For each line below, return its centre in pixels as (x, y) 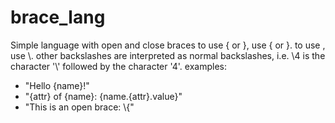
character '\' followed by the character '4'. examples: (119, 66)
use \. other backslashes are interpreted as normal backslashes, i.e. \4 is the (168, 55)
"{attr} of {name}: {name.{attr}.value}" (103, 96)
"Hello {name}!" (57, 85)
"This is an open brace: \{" (79, 107)
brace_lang (58, 17)
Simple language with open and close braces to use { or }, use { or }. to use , (168, 45)
